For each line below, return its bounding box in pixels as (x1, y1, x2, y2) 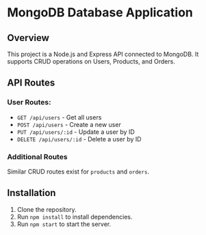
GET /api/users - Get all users (16, 113, 102, 121)
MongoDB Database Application (7, 5, 194, 20)
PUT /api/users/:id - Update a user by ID (16, 128, 135, 136)
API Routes (7, 77, 55, 89)
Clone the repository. (16, 205, 77, 213)
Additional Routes (7, 152, 68, 161)
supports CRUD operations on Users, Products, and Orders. (7, 57, 176, 66)
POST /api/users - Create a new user (16, 120, 121, 128)
